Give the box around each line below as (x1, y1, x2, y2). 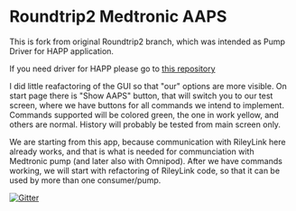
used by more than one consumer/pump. (9, 174, 162, 186)
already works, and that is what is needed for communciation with (9, 146, 254, 157)
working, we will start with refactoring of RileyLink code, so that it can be (9, 165, 281, 176)
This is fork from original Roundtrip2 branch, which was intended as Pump (9, 36, 286, 47)
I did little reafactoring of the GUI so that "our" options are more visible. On (9, 80, 287, 91)
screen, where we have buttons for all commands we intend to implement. (9, 99, 284, 110)
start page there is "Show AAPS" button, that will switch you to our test (9, 90, 273, 101)
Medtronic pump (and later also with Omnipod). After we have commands (9, 155, 282, 166)
